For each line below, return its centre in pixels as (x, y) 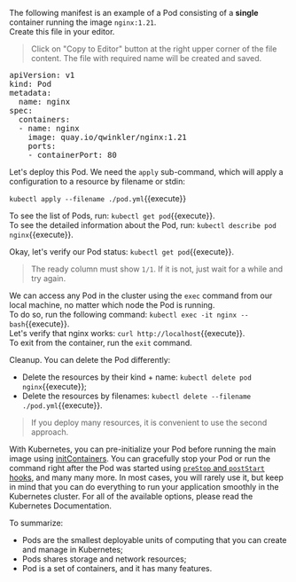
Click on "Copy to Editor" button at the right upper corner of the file (154, 49)
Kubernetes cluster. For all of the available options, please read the (131, 496)
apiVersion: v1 (42, 75)
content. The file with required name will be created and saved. (146, 58)
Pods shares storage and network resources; (104, 559)
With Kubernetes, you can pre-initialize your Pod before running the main (143, 449)
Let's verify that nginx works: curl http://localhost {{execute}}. (127, 333)
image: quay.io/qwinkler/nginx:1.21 (108, 137)
